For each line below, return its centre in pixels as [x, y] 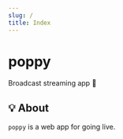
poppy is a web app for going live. [62, 127]
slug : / [21, 15]
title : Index [30, 23]
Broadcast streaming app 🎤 [52, 83]
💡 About [29, 108]
